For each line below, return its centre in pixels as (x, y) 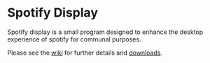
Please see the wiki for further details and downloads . (85, 53)
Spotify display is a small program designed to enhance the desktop (105, 32)
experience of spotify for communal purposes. (74, 39)
